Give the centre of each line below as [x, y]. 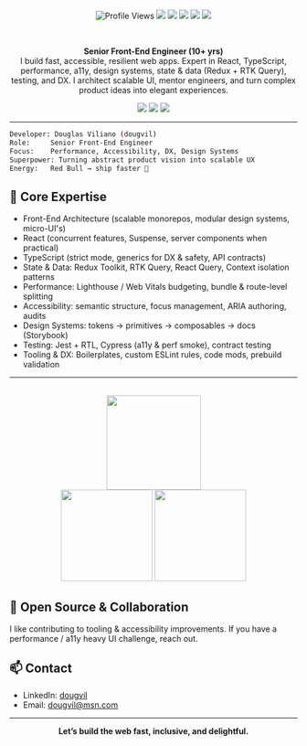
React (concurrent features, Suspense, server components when [145, 239]
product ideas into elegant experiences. [153, 90]
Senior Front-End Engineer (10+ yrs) [153, 51]
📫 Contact [41, 669]
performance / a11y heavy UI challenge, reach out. [104, 639]
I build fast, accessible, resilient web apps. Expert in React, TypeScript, [153, 61]
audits [34, 316]
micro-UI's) [44, 229]
